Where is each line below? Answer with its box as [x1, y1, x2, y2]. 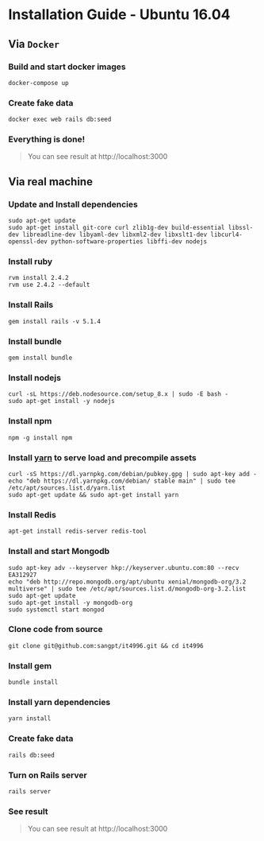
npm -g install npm [8, 433, 73, 442]
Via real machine [8, 175, 94, 188]
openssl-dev [8, 238, 48, 246]
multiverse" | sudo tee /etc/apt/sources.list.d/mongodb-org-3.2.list [8, 584, 247, 593]
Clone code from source [8, 624, 103, 635]
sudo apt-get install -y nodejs [8, 397, 115, 405]
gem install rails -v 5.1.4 [8, 317, 101, 325]
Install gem [8, 660, 52, 671]
